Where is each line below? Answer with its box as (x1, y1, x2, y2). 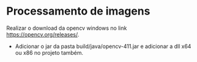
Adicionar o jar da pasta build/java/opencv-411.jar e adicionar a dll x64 (15, 43, 192, 50)
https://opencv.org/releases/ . (6, 30, 80, 38)
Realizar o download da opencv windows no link (6, 24, 127, 32)
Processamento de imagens (6, 4, 151, 18)
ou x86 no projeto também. (15, 49, 84, 56)
